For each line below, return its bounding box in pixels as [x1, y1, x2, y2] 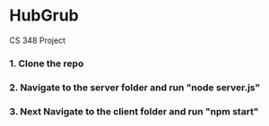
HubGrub [9, 5, 79, 26]
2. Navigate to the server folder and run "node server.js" [9, 81, 261, 94]
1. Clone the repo [9, 57, 84, 70]
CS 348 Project [9, 35, 65, 46]
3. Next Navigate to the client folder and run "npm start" [9, 105, 259, 117]
